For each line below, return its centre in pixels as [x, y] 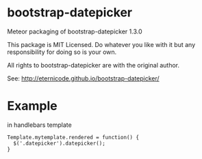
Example [32, 106]
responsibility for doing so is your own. [62, 52]
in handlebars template [39, 125]
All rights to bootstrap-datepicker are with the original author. [93, 65]
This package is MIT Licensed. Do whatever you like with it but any [101, 44]
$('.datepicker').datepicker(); [60, 143]
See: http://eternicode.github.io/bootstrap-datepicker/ [83, 78]
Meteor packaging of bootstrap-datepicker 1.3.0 [75, 31]
